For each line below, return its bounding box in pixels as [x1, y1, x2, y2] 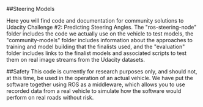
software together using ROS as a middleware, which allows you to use [6, 81, 185, 88]
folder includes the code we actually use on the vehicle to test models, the [6, 30, 194, 37]
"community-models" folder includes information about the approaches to [6, 37, 193, 43]
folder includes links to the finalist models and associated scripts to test [6, 50, 187, 57]
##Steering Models [6, 6, 55, 12]
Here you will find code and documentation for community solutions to [6, 17, 184, 24]
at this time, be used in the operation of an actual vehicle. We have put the [6, 75, 194, 81]
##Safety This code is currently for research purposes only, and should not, [6, 68, 197, 75]
